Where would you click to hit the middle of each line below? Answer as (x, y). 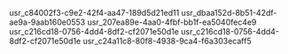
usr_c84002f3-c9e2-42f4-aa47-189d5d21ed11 (94, 13)
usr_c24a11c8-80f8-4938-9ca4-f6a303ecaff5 (167, 41)
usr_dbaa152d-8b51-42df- (229, 13)
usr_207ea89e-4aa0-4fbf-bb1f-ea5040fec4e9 (172, 22)
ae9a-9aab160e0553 (47, 22)
